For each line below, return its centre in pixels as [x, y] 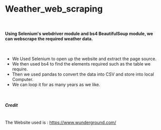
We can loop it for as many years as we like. [56, 85]
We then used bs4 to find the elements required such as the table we [81, 64]
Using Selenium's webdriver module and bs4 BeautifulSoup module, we [79, 33]
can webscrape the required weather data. [49, 39]
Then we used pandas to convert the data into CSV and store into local [83, 74]
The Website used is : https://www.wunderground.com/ [61, 123]
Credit [11, 105]
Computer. [23, 80]
